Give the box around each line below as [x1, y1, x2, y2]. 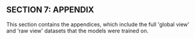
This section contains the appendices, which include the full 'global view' [6, 20, 190, 28]
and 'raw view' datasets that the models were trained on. [6, 27, 149, 34]
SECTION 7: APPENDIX [6, 5, 94, 15]
